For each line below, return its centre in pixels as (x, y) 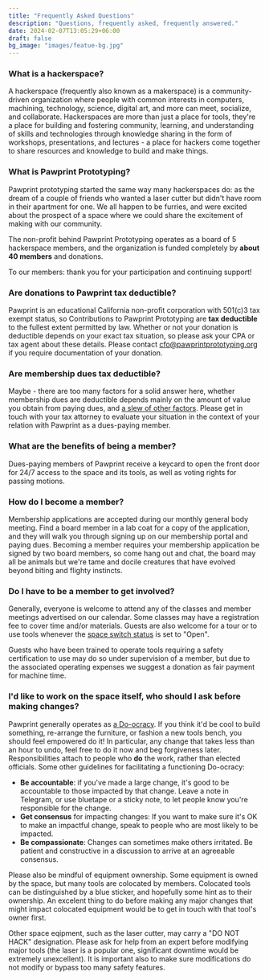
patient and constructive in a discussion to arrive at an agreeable (127, 851)
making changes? (44, 707)
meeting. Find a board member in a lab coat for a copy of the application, (129, 527)
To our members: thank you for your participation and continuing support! (130, 272)
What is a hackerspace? (56, 74)
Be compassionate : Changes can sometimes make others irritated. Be (136, 842)
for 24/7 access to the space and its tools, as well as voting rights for (122, 472)
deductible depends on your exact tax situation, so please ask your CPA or (132, 336)
